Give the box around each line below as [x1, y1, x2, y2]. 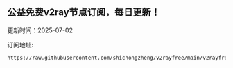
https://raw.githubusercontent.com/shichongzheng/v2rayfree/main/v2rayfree [7, 54, 231, 61]
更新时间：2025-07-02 [7, 26, 73, 34]
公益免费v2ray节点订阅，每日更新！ [7, 6, 161, 19]
